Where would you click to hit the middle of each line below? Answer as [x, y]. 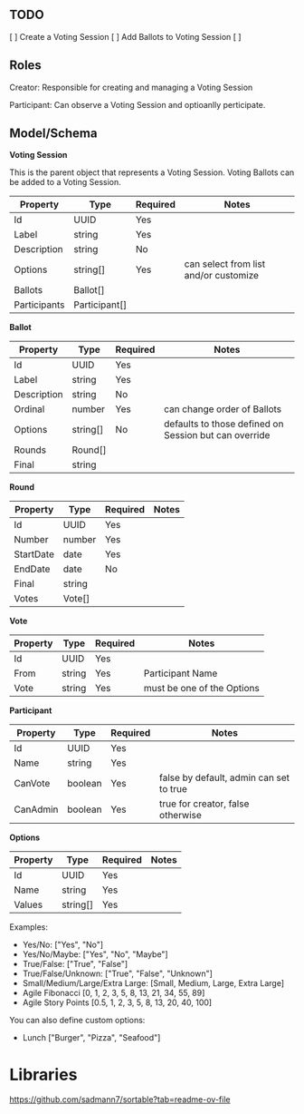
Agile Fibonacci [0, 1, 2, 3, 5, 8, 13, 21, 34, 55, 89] [114, 993]
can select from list [224, 264]
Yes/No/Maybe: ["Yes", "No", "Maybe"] [95, 954]
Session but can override [217, 435]
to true [174, 789]
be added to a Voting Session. [66, 182]
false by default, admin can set [225, 777]
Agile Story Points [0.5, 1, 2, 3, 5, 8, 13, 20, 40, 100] [117, 1002]
